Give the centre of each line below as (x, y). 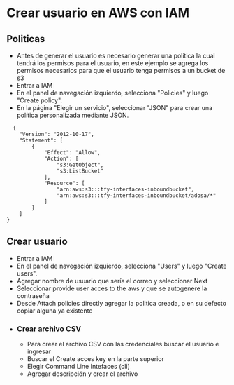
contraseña (33, 295)
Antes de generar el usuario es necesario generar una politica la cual (116, 55)
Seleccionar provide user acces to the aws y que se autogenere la (112, 288)
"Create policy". (39, 100)
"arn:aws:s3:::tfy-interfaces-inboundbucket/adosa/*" (136, 196)
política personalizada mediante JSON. (73, 115)
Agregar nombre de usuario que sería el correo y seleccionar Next (112, 281)
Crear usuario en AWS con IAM (98, 13)
